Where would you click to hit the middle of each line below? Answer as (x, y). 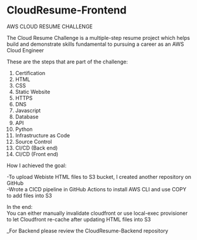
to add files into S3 (29, 195)
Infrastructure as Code (43, 135)
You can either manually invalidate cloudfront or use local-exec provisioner (97, 213)
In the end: (20, 207)
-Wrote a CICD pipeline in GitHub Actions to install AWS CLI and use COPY (97, 189)
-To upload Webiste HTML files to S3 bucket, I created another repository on (99, 177)
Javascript (28, 110)
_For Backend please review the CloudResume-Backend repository (88, 231)
